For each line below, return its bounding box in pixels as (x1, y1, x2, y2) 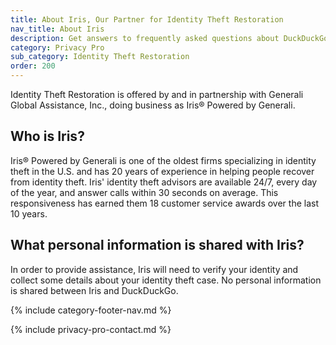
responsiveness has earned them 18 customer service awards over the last (10, 197, 320, 209)
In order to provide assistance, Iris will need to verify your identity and (10, 263, 299, 275)
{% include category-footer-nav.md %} (10, 304, 172, 316)
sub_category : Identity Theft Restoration (10, 52, 190, 62)
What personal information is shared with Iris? (10, 237, 305, 254)
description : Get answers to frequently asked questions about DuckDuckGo (10, 33, 329, 43)
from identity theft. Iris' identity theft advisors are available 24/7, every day (10, 176, 318, 188)
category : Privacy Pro (10, 42, 105, 53)
